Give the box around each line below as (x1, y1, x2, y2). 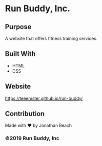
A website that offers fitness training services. (5, 35, 98, 41)
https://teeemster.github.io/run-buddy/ (5, 95, 83, 101)
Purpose (5, 23, 32, 31)
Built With (5, 50, 36, 58)
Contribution (5, 110, 45, 118)
